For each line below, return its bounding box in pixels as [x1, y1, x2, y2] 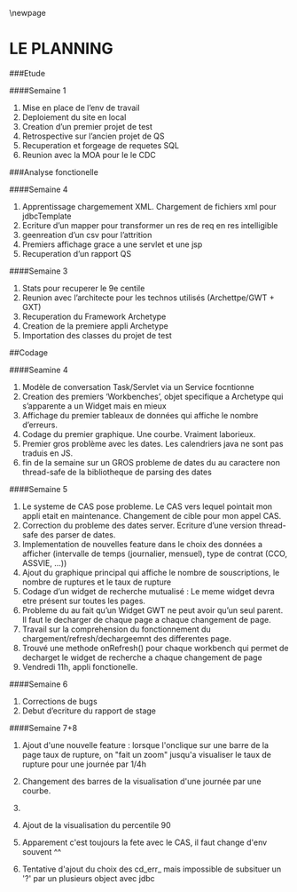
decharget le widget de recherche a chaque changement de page [21, 652, 263, 663]
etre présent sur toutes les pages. [21, 595, 146, 606]
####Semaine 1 [9, 84, 66, 96]
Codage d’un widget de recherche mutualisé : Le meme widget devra [21, 585, 275, 596]
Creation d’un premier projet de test [21, 121, 153, 131]
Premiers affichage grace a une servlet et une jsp [21, 239, 203, 250]
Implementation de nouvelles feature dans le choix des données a [21, 538, 263, 549]
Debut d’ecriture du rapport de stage [21, 705, 157, 716]
